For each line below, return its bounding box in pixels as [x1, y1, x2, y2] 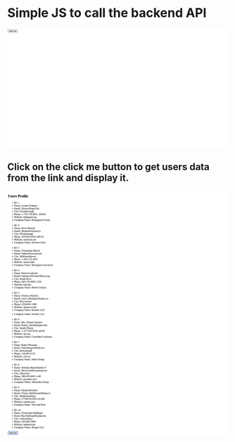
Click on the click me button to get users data [7, 161, 210, 173]
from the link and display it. [7, 172, 129, 184]
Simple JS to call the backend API [7, 5, 207, 21]
